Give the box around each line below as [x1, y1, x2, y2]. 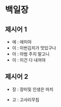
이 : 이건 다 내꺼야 [12, 57, 46, 63]
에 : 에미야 [12, 39, 32, 45]
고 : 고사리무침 [12, 96, 40, 102]
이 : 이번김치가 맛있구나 [12, 45, 57, 51]
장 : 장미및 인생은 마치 [12, 86, 54, 92]
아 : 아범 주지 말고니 [12, 51, 50, 57]
